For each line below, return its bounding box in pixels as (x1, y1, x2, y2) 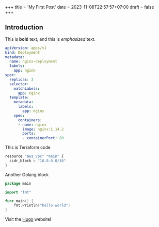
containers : (17, 117, 42, 123)
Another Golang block (5, 172, 49, 178)
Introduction (5, 23, 44, 32)
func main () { (5, 198, 34, 203)
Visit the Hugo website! (5, 216, 52, 222)
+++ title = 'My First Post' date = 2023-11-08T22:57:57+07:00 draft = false (5, 4, 154, 10)
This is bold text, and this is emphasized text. (5, 36, 95, 42)
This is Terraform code (5, 145, 51, 150)
